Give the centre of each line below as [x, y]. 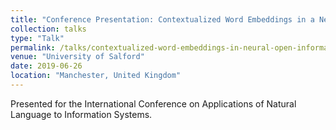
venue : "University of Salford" [77, 57]
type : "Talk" [37, 38]
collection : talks [48, 29]
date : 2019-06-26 [46, 66]
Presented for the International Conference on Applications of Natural [153, 103]
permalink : [33, 47]
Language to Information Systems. [81, 114]
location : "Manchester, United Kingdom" [96, 76]
